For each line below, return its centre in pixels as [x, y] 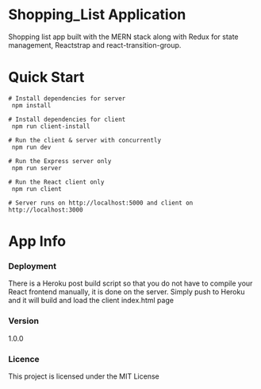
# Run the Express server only [60, 161]
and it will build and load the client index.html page [91, 301]
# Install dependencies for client [67, 119]
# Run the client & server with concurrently [84, 140]
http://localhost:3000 [46, 210]
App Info [37, 241]
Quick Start [46, 78]
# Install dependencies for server [67, 98]
